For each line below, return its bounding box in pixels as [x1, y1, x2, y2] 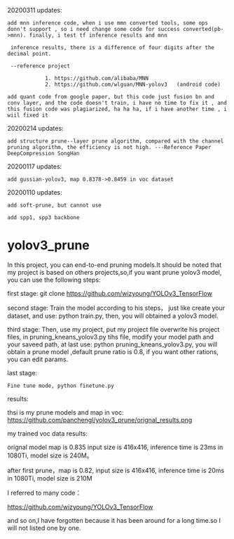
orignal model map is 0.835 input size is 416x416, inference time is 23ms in [7, 443, 223, 451]
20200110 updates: [7, 188, 63, 196]
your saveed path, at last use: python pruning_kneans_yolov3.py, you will [7, 340, 218, 349]
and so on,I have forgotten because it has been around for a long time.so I [7, 516, 221, 524]
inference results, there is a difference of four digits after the [10, 44, 215, 51]
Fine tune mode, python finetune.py [7, 382, 114, 389]
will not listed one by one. [7, 524, 81, 532]
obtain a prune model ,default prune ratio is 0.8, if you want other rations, [7, 347, 219, 356]
